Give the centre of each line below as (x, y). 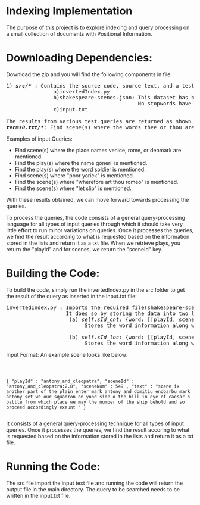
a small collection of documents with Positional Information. (79, 33)
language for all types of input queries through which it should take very (95, 224)
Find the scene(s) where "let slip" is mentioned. (73, 188)
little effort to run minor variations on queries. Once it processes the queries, (100, 230)
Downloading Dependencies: (79, 58)
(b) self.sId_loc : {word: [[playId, (122, 337)
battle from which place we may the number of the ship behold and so (96, 402)
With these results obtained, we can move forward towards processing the (98, 199)
